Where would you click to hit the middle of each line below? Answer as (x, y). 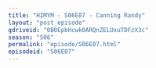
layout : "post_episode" (47, 23)
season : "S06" (31, 37)
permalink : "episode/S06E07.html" (65, 45)
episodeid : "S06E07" (42, 52)
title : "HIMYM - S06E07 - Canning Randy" (77, 15)
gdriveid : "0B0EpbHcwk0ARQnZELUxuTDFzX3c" (78, 30)
